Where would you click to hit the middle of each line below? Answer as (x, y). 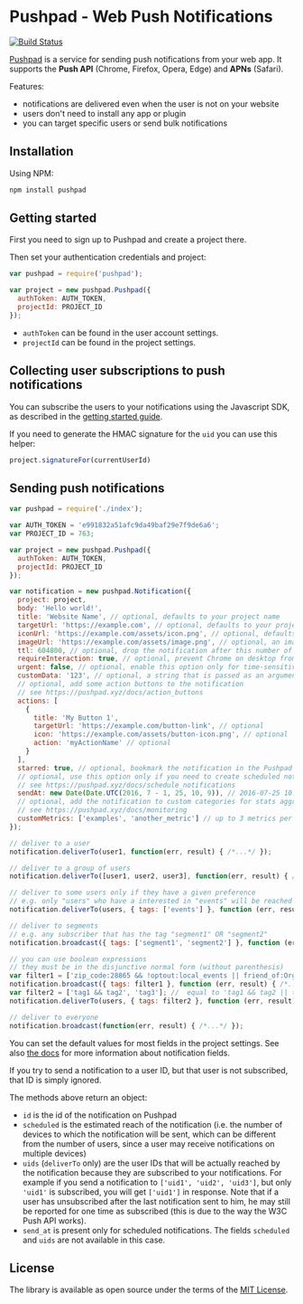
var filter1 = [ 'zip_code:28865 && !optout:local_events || (125, 976)
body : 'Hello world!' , (60, 609)
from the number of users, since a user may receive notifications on (148, 1143)
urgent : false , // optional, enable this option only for (129, 667)
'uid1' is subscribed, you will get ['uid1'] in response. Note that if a (151, 1192)
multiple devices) (55, 1153)
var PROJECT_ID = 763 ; (52, 534)
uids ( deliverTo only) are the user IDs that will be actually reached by (151, 1163)
